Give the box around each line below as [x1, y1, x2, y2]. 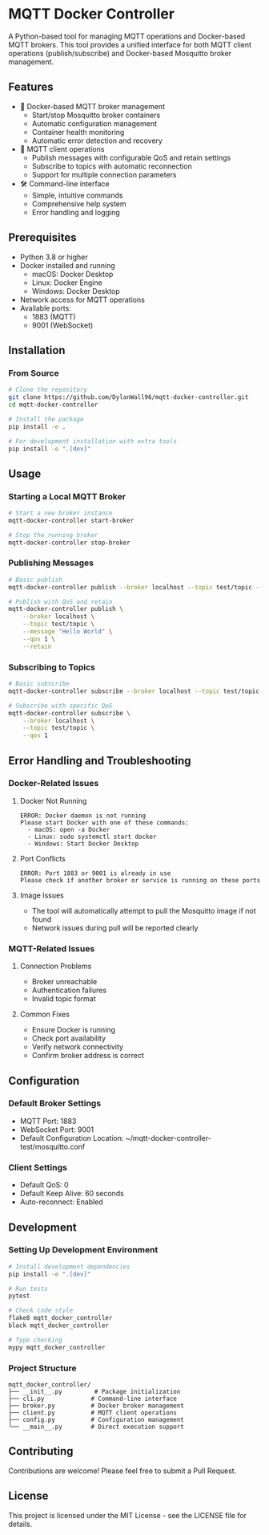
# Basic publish [8, 576, 62, 584]
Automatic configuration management [31, 118, 158, 128]
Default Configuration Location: [19, 1133, 124, 1142]
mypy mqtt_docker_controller [8, 1343, 106, 1351]
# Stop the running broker [8, 531, 98, 539]
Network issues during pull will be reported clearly [31, 922, 199, 932]
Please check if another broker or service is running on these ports [19, 876, 261, 884]
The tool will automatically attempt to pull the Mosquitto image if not [31, 906, 256, 915]
